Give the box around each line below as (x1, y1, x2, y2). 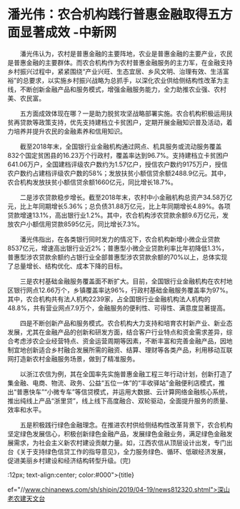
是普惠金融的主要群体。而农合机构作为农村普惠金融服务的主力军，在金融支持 (7, 58, 233, 66)
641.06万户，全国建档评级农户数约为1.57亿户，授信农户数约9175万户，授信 (7, 160, 228, 168)
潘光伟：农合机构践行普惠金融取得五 (7, 6, 221, 23)
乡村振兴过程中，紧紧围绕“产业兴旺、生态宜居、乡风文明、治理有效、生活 (7, 67, 224, 76)
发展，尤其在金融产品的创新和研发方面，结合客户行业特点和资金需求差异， (7, 328, 226, 336)
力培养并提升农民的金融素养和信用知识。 (7, 126, 126, 136)
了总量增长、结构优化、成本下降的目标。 (7, 261, 126, 270)
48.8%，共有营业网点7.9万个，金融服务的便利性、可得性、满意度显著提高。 (7, 303, 230, 312)
